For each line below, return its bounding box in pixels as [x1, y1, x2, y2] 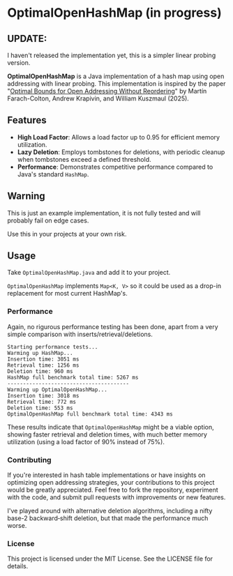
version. [7, 59, 31, 67]
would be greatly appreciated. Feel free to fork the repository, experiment [7, 486, 218, 494]
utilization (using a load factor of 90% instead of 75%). [7, 437, 165, 446]
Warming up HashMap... [7, 349, 73, 356]
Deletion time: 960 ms [7, 367, 73, 374]
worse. [7, 522, 27, 530]
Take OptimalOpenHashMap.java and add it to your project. [7, 268, 171, 277]
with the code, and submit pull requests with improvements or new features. [7, 493, 226, 501]
